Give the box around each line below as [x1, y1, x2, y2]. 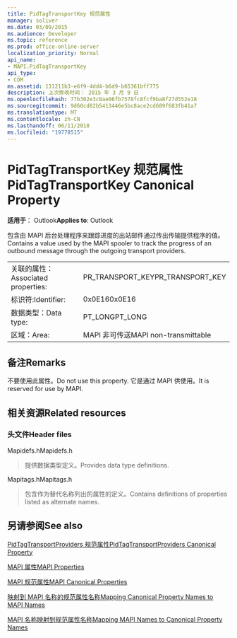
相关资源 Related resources [7, 407, 127, 419]
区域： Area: [11, 330, 50, 340]
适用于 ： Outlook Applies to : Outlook [7, 216, 114, 225]
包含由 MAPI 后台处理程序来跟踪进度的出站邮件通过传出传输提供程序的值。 [7, 231, 224, 240]
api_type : [7, 69, 37, 76]
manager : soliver [7, 17, 59, 24]
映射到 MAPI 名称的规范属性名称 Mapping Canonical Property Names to [7, 592, 214, 601]
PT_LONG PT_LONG [83, 312, 147, 322]
